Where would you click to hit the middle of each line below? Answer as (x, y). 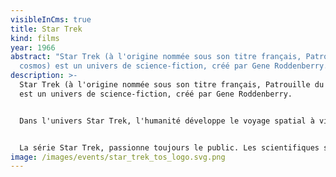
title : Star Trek (46, 29)
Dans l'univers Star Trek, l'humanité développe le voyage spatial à (167, 121)
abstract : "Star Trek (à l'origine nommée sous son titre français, (156, 57)
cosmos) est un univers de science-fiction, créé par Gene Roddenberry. (174, 66)
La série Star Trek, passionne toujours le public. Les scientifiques (169, 147)
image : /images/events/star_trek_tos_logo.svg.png (118, 157)
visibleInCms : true (51, 19)
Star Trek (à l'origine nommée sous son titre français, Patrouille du (172, 85)
